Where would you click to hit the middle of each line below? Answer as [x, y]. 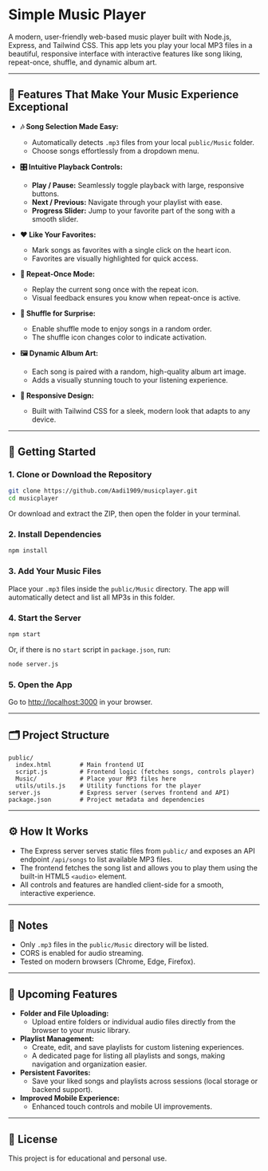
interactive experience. [57, 893]
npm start [25, 634]
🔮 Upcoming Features [63, 994]
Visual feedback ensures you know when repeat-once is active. [136, 297]
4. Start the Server [45, 618]
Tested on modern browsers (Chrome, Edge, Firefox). [108, 961]
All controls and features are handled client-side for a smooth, [122, 884]
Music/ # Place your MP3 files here [96, 779]
